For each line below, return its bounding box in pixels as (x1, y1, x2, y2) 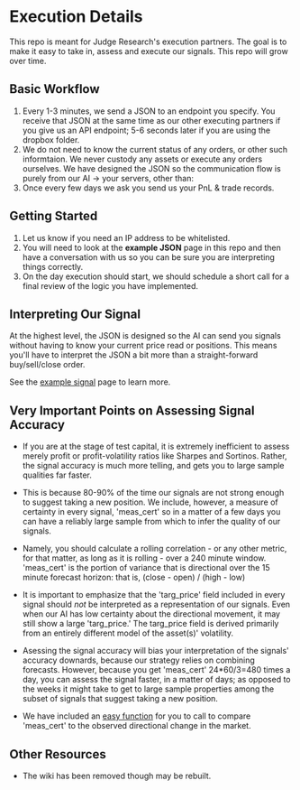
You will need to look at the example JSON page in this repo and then (22, 242, 281, 253)
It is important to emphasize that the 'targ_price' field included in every (22, 590, 286, 600)
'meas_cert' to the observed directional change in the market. (22, 720, 251, 731)
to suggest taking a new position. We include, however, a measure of (22, 497, 279, 507)
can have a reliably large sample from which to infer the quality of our (22, 516, 281, 527)
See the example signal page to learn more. (9, 376, 171, 387)
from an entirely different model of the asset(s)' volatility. (22, 627, 234, 638)
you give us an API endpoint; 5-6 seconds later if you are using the (22, 125, 271, 135)
